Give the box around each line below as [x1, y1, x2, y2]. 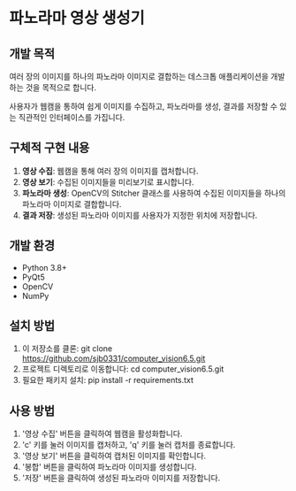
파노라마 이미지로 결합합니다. [21, 198, 122, 209]
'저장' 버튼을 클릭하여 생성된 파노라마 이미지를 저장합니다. [21, 472, 221, 483]
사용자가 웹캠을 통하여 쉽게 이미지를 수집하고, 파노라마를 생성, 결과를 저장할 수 [9, 101, 278, 111]
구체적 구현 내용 [9, 141, 90, 156]
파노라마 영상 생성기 [9, 8, 146, 28]
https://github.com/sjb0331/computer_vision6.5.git [21, 353, 206, 364]
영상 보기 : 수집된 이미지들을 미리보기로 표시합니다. [21, 176, 194, 187]
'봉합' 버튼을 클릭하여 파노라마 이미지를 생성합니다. [21, 462, 197, 472]
